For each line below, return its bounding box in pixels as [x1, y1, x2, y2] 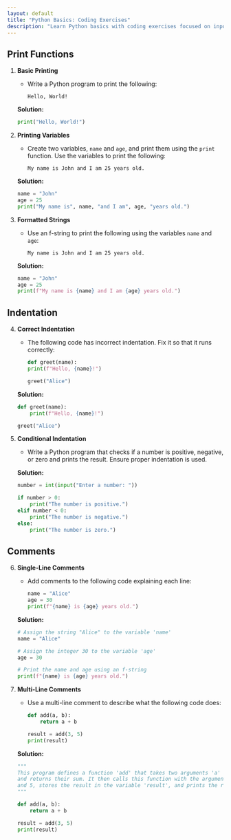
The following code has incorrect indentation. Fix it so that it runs [27, 338, 212, 347]
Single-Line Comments [16, 563, 85, 572]
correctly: [27, 345, 55, 354]
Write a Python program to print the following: [27, 80, 157, 88]
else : [16, 520, 33, 527]
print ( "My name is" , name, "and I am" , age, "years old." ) [16, 203, 190, 210]
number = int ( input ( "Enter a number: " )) [16, 482, 138, 489]
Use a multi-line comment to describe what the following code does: [27, 699, 221, 707]
